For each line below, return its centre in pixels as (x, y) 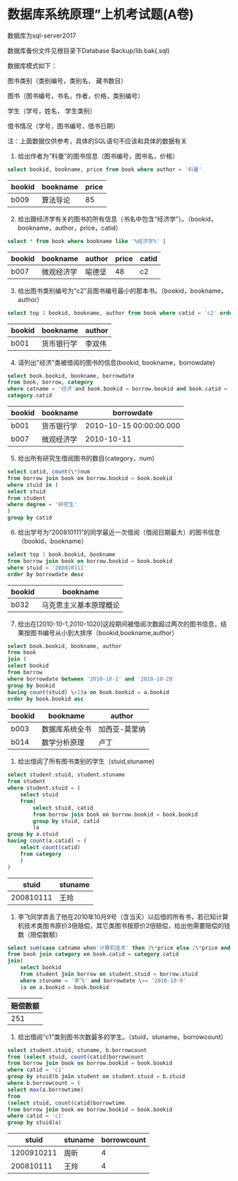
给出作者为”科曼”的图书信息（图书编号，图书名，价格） (98, 156)
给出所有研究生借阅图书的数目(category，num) (86, 459)
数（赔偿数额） (39, 934)
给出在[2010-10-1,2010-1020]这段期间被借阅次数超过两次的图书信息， (119, 624)
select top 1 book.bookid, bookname (61, 555)
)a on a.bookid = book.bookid (65, 987)
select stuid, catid (63, 808)
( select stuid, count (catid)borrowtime (66, 1103)
